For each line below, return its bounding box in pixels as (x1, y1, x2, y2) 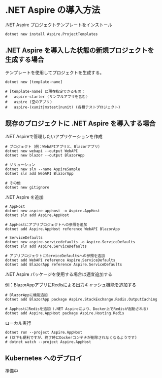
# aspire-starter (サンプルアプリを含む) (5, 94, 88, 99)
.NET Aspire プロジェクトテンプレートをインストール (5, 22, 112, 28)
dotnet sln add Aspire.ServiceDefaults (5, 244, 87, 249)
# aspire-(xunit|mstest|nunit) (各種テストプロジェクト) (5, 105, 121, 110)
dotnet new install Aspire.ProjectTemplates (5, 32, 98, 37)
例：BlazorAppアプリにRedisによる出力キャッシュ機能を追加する (5, 282, 136, 288)
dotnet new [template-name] (5, 79, 63, 84)
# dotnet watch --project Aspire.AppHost (5, 339, 92, 344)
